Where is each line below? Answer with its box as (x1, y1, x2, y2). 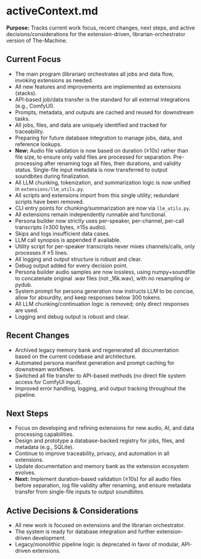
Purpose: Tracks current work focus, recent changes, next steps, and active (6, 24, 195, 31)
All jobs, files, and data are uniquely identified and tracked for (14, 121, 167, 129)
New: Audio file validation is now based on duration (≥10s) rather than (14, 147, 188, 154)
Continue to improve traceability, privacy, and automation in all (14, 450, 170, 457)
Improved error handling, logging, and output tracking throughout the (14, 385, 186, 392)
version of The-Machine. (6, 37, 68, 44)
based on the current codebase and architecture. (14, 353, 137, 360)
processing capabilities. (14, 431, 74, 438)
